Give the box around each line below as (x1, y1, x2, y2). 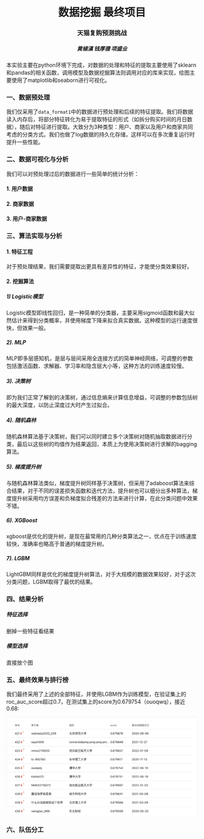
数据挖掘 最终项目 (58, 5, 146, 19)
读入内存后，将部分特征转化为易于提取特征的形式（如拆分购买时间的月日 (6, 116, 187, 123)
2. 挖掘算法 (6, 277, 35, 285)
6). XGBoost (6, 517, 38, 524)
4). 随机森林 (6, 416, 36, 424)
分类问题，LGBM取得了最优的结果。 (6, 578, 96, 585)
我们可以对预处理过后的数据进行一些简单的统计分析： (6, 170, 140, 177)
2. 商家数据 (6, 200, 35, 207)
